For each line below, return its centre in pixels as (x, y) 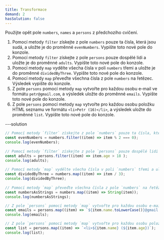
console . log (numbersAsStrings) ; (38, 197)
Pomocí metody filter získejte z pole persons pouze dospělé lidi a (79, 58)
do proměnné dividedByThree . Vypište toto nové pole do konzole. (78, 73)
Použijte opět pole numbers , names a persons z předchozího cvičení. (72, 33)
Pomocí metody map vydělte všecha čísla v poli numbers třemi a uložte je (84, 68)
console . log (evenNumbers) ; (32, 142)
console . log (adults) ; (27, 160)
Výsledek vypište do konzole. (42, 84)
